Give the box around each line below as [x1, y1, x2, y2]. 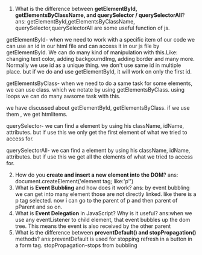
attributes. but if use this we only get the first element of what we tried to [6, 129, 188, 136]
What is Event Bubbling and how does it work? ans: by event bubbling [14, 184, 190, 191]
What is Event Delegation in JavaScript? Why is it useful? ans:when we [14, 210, 192, 216]
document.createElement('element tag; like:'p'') [14, 178, 134, 184]
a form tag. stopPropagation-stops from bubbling [14, 242, 137, 249]
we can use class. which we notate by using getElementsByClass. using [6, 86, 185, 93]
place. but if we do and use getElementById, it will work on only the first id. [6, 68, 192, 75]
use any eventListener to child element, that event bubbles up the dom [14, 216, 191, 223]
